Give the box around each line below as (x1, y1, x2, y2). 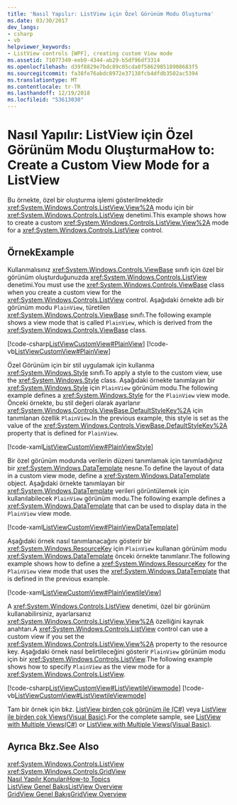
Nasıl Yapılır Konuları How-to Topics (7, 774, 111, 783)
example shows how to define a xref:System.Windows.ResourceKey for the (7, 559, 227, 568)
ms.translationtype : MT (7, 76, 78, 84)
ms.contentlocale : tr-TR (7, 83, 81, 90)
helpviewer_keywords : (7, 43, 72, 50)
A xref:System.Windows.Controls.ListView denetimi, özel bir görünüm (7, 602, 211, 610)
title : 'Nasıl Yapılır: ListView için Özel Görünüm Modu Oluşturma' (7, 10, 214, 18)
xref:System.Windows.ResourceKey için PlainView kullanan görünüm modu (7, 544, 227, 553)
